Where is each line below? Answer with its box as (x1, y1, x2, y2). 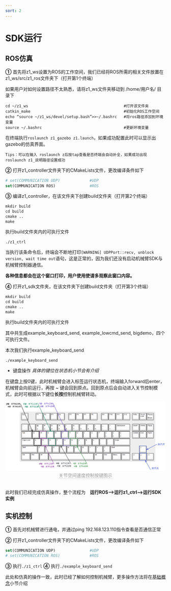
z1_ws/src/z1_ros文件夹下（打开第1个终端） (5, 75, 96, 81)
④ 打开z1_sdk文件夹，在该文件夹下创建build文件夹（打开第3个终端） (5, 283, 151, 290)
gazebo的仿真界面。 (5, 141, 48, 147)
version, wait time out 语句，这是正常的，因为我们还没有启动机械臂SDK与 (5, 255, 163, 262)
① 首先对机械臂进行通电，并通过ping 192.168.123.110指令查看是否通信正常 (5, 526, 161, 532)
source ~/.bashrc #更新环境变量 (5, 125, 149, 130)
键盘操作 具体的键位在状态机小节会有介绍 (12, 367, 99, 374)
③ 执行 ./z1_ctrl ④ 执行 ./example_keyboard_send (5, 563, 112, 569)
